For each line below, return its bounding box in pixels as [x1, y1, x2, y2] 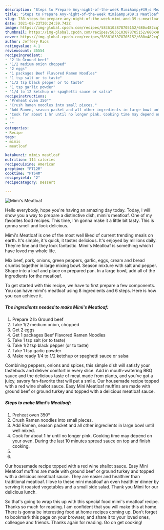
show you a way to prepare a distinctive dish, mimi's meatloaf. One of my [5, 213, 152, 218]
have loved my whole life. [5, 248, 56, 254]
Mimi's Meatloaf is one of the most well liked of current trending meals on [5, 232, 153, 238]
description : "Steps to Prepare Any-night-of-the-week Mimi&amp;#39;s [5, 7, 152, 12]
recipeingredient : [5, 52, 42, 58]
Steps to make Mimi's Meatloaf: [5, 400, 72, 406]
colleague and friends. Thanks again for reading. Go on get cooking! [5, 519, 143, 525]
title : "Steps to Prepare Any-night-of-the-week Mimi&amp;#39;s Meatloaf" [5, 12, 161, 17]
